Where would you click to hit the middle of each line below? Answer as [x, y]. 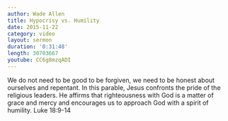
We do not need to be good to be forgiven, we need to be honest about [111, 80]
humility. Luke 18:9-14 [39, 110]
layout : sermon [30, 40]
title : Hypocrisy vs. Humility [53, 21]
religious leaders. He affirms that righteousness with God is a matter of [110, 95]
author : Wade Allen [36, 14]
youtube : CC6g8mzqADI [39, 60]
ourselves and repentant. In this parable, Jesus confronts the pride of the [114, 87]
